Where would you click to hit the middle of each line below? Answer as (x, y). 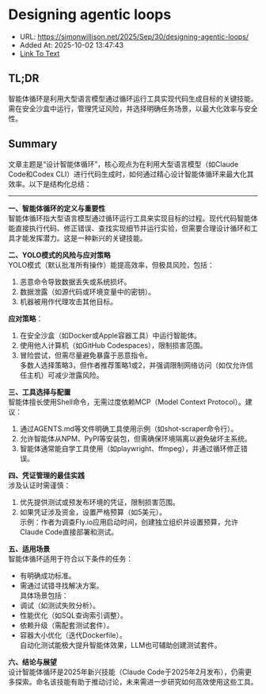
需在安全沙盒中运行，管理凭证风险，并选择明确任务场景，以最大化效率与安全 (133, 108)
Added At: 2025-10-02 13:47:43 (72, 44)
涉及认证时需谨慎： (40, 485)
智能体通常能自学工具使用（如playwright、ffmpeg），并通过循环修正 (130, 448)
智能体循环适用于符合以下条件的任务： (70, 558)
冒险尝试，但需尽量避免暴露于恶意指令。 (85, 355)
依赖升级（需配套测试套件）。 (66, 625)
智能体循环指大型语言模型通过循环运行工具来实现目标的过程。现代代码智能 (129, 218)
